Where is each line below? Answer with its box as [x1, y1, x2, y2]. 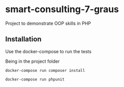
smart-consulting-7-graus [5, 4, 119, 15]
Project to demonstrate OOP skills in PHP [5, 20, 91, 26]
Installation [5, 35, 42, 43]
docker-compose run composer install [5, 68, 85, 73]
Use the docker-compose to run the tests [5, 48, 91, 54]
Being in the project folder [5, 58, 60, 64]
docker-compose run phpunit [5, 77, 65, 82]
